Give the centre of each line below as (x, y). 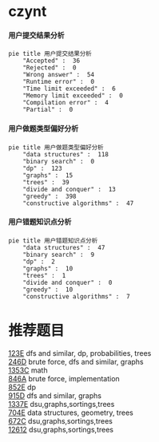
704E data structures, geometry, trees (71, 412)
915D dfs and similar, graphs (55, 395)
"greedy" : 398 (50, 196)
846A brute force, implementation (64, 378)
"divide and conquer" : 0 (68, 282)
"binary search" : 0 (58, 161)
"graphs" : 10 (48, 268)
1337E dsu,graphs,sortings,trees (62, 404)
